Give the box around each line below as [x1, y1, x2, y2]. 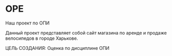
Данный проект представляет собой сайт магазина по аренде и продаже [5, 30, 167, 36]
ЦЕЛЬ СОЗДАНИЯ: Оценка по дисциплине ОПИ [5, 45, 109, 51]
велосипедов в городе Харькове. [5, 35, 79, 41]
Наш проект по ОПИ [5, 20, 50, 26]
